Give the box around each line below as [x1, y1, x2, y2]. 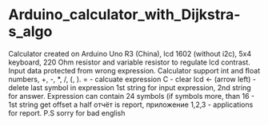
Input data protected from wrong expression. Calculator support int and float [8, 65, 261, 75]
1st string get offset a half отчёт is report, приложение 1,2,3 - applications [8, 100, 254, 109]
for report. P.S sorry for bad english [8, 108, 126, 117]
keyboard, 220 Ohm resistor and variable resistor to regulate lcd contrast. [8, 57, 250, 67]
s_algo [8, 22, 53, 41]
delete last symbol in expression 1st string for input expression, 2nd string [8, 82, 252, 93]
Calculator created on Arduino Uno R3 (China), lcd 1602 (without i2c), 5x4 [8, 49, 252, 58]
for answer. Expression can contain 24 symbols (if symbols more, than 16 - [8, 91, 255, 100]
